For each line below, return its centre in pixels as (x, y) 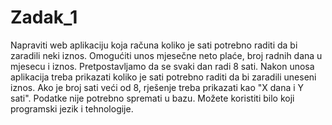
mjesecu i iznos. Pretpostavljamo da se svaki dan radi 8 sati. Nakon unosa (162, 66)
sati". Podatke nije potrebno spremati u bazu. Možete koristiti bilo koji (152, 98)
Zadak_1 (44, 17)
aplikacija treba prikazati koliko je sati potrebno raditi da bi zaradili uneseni (163, 77)
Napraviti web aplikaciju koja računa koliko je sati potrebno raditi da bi (154, 45)
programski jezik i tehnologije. (72, 108)
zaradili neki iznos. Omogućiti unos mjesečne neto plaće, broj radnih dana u (166, 55)
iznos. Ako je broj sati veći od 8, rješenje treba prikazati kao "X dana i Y (157, 87)
